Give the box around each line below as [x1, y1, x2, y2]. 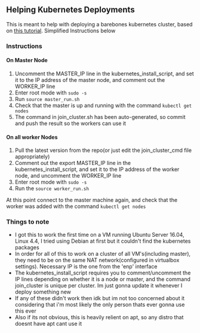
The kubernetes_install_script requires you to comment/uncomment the [14, 269, 191, 277]
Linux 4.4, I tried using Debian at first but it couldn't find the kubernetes [14, 237, 191, 245]
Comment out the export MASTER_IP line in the [14, 160, 131, 167]
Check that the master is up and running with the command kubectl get [14, 102, 192, 109]
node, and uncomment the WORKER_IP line [14, 172, 122, 179]
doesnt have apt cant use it [14, 320, 82, 328]
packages [14, 244, 40, 251]
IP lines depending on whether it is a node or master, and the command [14, 276, 191, 283]
